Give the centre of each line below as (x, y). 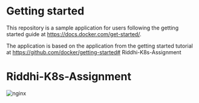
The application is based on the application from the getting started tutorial (100, 46)
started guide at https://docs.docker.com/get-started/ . (74, 34)
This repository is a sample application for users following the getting (93, 28)
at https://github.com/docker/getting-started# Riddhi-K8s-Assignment (94, 52)
